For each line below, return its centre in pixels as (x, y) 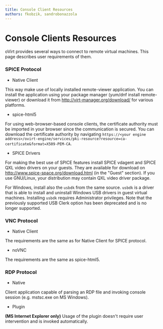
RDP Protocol (21, 272)
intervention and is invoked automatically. (47, 321)
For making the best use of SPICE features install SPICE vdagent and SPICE (81, 162)
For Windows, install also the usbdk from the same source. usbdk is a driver (80, 187)
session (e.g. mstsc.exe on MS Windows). (47, 297)
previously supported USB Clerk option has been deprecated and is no (76, 203)
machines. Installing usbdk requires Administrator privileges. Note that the (79, 198)
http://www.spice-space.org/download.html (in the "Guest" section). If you (80, 173)
